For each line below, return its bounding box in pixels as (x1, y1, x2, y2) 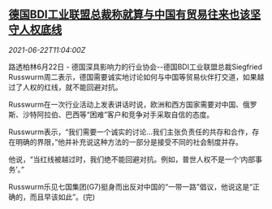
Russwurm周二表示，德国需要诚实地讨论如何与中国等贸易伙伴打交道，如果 (8, 72, 257, 81)
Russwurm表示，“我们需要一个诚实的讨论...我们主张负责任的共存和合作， (8, 127, 253, 137)
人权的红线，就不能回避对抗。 (22, 82, 123, 92)
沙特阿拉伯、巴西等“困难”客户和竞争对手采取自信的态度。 (22, 109, 214, 120)
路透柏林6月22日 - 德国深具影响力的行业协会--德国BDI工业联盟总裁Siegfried (8, 62, 262, 72)
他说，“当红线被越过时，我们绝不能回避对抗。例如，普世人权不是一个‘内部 (8, 154, 256, 164)
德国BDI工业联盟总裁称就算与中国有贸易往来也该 (8, 7, 250, 22)
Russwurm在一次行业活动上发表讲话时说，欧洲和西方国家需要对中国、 (8, 99, 244, 109)
